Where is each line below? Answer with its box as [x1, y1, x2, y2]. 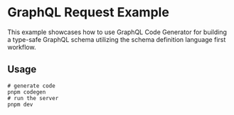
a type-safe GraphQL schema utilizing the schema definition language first [7, 35, 226, 43]
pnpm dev [7, 101, 33, 108]
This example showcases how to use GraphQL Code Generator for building [7, 28, 228, 36]
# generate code [7, 82, 55, 89]
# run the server [7, 94, 59, 102]
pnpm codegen [7, 88, 46, 96]
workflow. [7, 43, 36, 51]
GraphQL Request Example [7, 4, 169, 21]
